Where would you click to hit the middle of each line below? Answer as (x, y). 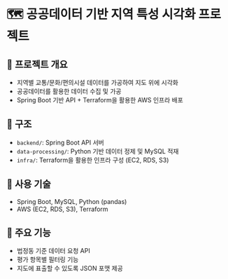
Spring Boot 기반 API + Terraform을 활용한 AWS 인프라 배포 (100, 100)
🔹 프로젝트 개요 (37, 64)
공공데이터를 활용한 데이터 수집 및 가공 (69, 91)
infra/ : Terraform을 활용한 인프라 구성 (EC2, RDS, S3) (93, 160)
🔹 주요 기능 (29, 233)
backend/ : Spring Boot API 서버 (60, 142)
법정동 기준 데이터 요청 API (53, 251)
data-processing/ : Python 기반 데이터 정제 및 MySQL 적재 (98, 151)
